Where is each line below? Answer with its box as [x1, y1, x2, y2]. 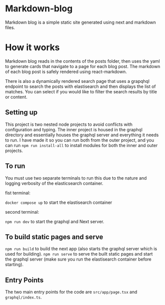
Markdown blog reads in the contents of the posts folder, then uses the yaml [5, 58, 160, 64]
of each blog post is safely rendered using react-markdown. [5, 69, 127, 75]
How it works [5, 42, 60, 53]
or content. [5, 94, 28, 100]
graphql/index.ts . [5, 294, 42, 300]
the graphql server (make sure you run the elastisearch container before [5, 256, 152, 262]
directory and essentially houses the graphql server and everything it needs [5, 132, 159, 138]
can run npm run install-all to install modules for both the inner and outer [5, 142, 158, 148]
